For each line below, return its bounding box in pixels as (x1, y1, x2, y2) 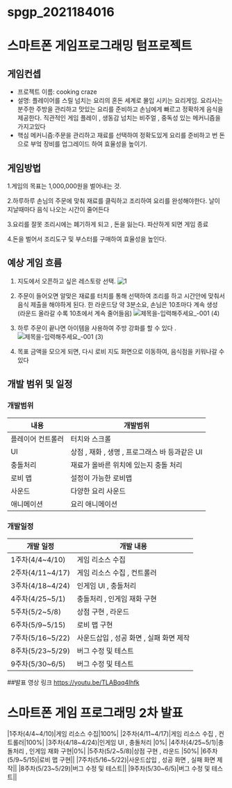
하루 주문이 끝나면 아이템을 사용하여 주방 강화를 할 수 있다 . (17, 324, 177, 332)
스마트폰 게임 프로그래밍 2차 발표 (7, 705, 183, 721)
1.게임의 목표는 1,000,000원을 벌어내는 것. (7, 182, 122, 190)
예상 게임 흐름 (7, 257, 63, 269)
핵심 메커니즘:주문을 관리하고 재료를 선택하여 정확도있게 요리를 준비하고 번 (17, 131, 218, 140)
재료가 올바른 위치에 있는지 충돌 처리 (70, 460, 183, 470)
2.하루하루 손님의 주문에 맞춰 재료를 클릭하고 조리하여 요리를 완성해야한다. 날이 (7, 197, 220, 205)
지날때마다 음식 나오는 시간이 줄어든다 (7, 206, 110, 213)
